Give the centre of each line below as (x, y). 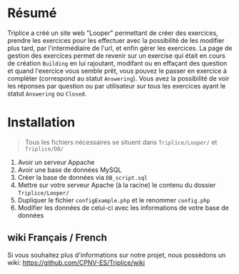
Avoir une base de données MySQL (70, 170)
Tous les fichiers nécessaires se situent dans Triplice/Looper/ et (121, 142)
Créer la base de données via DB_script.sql (82, 177)
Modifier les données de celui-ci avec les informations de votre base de (123, 208)
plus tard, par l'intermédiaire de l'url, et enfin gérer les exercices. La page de (120, 48)
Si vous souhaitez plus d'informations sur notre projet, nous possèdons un (117, 255)
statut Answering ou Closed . (47, 93)
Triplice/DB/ (44, 149)
